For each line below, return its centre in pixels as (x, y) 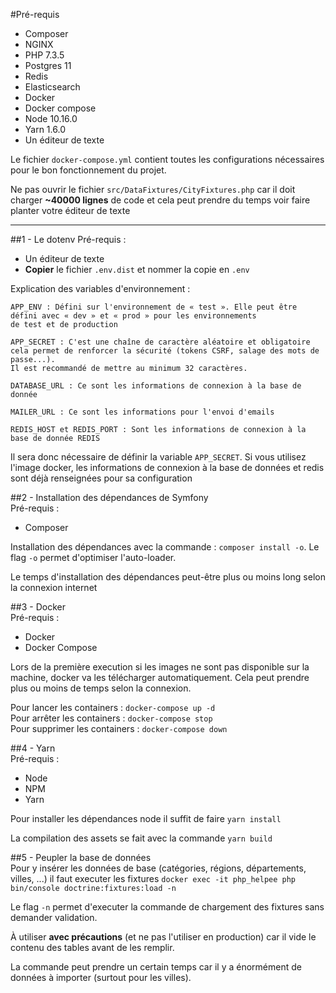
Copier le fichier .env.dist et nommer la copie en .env (137, 269)
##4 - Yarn (33, 748)
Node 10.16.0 (51, 118)
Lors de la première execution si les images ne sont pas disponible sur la (160, 667)
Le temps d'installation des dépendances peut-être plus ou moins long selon (168, 577)
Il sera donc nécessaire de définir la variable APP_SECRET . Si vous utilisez (158, 457)
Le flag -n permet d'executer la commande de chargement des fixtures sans (167, 907)
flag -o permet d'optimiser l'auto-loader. (93, 557)
